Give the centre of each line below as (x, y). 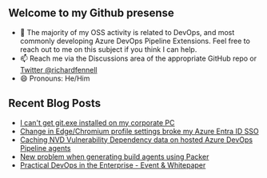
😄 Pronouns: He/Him (55, 78)
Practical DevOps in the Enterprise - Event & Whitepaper (113, 165)
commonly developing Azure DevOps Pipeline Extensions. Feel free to (135, 41)
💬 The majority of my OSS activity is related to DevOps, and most (127, 32)
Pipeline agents (45, 148)
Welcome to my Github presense (91, 13)
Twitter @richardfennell (58, 69)
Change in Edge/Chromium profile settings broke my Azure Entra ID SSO (139, 131)
